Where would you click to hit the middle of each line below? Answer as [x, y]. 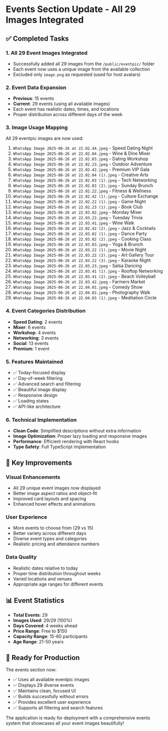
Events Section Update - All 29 [71, 9]
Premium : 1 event [31, 349]
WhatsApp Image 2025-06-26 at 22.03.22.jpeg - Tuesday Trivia [78, 218]
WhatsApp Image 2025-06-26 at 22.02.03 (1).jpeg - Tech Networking [85, 180]
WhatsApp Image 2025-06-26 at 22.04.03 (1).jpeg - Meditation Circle [85, 298]
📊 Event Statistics [35, 600]
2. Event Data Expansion [36, 88]
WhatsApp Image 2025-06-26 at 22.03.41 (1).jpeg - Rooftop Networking [88, 271]
